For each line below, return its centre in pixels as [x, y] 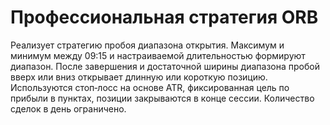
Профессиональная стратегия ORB [164, 17]
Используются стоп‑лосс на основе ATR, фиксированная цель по [150, 87]
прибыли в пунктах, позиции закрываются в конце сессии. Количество [162, 98]
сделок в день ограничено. [68, 108]
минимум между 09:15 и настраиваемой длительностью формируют [158, 55]
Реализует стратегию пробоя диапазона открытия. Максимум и [147, 45]
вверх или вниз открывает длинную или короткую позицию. [139, 77]
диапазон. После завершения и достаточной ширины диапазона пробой [165, 66]
